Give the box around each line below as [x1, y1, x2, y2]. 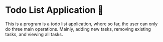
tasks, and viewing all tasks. [5, 31, 63, 37]
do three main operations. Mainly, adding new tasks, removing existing [5, 26, 151, 32]
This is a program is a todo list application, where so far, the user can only [5, 21, 158, 27]
